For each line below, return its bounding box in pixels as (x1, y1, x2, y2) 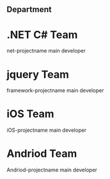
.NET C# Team (6, 28, 78, 41)
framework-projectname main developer (6, 87, 104, 94)
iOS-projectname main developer (6, 127, 87, 134)
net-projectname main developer (6, 47, 86, 54)
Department (6, 5, 52, 15)
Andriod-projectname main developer (6, 166, 98, 174)
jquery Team (6, 68, 69, 81)
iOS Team (6, 107, 54, 121)
